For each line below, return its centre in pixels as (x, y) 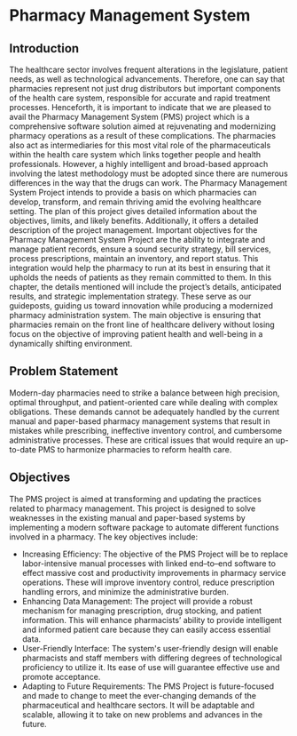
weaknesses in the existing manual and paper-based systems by (127, 517)
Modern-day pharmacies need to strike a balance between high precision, (145, 393)
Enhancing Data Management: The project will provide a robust (137, 601)
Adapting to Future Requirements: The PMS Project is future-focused (148, 686)
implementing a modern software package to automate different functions (144, 527)
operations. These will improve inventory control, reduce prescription (148, 582)
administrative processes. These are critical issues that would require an (141, 440)
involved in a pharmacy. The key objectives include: (103, 536)
